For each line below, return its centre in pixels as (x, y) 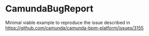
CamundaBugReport (49, 9)
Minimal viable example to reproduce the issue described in (68, 22)
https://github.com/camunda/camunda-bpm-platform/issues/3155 (74, 27)
